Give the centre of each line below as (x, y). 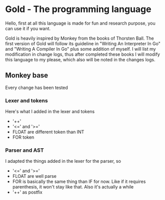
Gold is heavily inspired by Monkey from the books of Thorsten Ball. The (79, 38)
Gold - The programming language (78, 9)
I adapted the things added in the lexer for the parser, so (63, 161)
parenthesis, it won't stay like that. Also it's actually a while (73, 187)
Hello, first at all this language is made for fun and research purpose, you (80, 23)
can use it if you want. (28, 28)
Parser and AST (24, 150)
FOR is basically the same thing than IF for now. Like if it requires (79, 181)
